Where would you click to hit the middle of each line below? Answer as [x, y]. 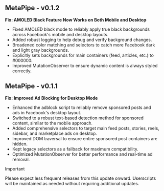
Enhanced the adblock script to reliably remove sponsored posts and [82, 107]
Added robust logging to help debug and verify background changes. [82, 40]
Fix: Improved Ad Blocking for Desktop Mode [51, 98]
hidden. [20, 144]
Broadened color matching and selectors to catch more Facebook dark [83, 45]
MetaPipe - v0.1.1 [31, 86]
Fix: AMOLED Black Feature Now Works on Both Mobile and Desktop [76, 20]
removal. [21, 159]
